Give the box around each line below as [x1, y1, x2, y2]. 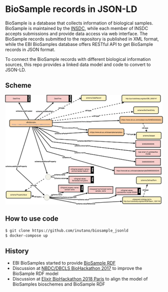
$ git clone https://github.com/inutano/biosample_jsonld [5, 228, 128, 233]
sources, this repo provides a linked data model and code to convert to [5, 61, 151, 67]
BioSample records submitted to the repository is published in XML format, [5, 36, 159, 42]
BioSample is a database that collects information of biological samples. [5, 20, 153, 26]
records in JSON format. [5, 46, 55, 52]
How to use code [5, 215, 58, 223]
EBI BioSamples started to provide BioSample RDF [12, 260, 116, 266]
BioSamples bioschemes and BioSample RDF [12, 281, 105, 288]
